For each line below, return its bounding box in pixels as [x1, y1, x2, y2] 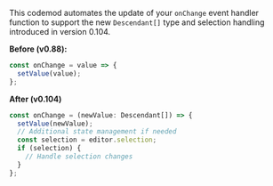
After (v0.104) [9, 93, 62, 104]
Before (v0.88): [9, 44, 68, 54]
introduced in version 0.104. [9, 27, 111, 36]
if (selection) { [17, 144, 82, 153]
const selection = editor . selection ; [17, 135, 157, 145]
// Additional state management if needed [17, 127, 177, 136]
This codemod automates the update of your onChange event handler [9, 8, 260, 18]
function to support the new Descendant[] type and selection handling [9, 17, 265, 28]
